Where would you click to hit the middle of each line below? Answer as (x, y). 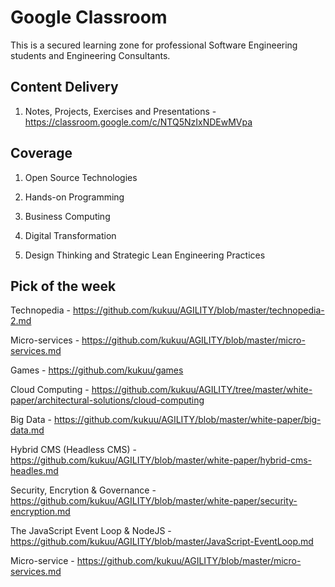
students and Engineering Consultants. (90, 55)
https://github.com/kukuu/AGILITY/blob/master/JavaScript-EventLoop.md (162, 542)
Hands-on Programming (74, 197)
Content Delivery (64, 87)
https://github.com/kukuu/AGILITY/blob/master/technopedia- (198, 310)
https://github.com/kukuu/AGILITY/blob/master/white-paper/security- (154, 501)
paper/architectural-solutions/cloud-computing (107, 400)
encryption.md (40, 512)
